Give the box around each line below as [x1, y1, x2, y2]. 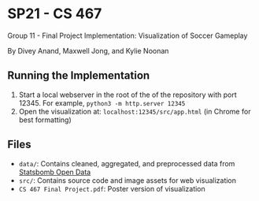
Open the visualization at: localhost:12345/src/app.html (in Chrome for [18, 106, 251, 116]
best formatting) [18, 115, 72, 125]
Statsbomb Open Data [18, 167, 91, 177]
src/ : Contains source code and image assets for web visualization [18, 175, 237, 185]
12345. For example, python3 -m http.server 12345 [18, 98, 186, 107]
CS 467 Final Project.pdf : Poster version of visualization [18, 184, 205, 193]
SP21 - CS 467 [7, 5, 102, 23]
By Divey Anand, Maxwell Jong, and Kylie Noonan [7, 46, 169, 55]
